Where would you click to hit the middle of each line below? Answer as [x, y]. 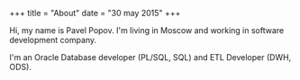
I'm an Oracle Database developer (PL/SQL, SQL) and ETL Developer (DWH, [150, 57]
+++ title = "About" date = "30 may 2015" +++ [95, 13]
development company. [53, 40]
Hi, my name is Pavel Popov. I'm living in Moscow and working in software [147, 30]
